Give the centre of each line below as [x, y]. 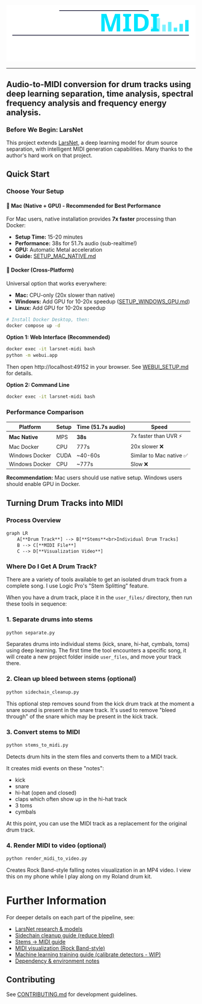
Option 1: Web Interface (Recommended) [58, 337]
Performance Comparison [45, 412]
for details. [20, 373]
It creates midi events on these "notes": [55, 768]
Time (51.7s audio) [101, 427]
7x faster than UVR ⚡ [156, 436]
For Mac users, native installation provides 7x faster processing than [91, 219]
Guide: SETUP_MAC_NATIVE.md [55, 256]
